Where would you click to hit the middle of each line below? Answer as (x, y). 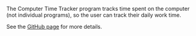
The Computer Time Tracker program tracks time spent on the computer (98, 9)
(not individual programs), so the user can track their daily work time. (94, 15)
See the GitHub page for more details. (54, 27)
